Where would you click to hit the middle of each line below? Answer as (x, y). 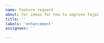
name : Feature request (29, 10)
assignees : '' (20, 28)
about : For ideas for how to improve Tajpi (52, 14)
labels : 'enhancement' (29, 24)
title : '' (16, 19)
